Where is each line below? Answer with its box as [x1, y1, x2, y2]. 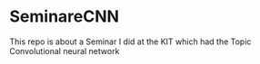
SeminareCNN [9, 6, 120, 27]
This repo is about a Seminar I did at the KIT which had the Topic [9, 36, 252, 47]
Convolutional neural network [9, 45, 120, 56]
